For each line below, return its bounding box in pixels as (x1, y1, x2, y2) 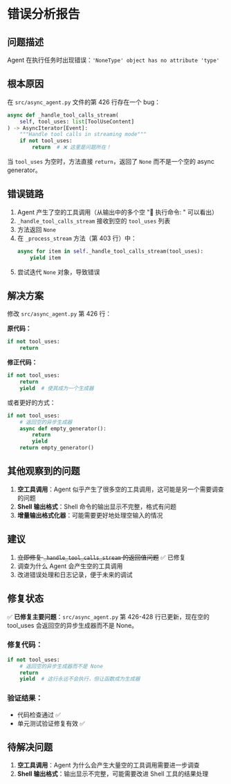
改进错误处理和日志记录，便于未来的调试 (17, 570, 133, 579)
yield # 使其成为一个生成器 (19, 384, 95, 392)
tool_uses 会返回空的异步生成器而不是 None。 (7, 621, 138, 629)
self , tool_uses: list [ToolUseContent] (19, 118, 135, 125)
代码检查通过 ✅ (17, 710, 61, 719)
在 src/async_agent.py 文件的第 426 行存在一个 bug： (7, 98, 161, 106)
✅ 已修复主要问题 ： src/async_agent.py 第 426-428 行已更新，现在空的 (7, 612, 210, 621)
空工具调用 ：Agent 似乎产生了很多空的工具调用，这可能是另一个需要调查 (17, 485, 224, 493)
